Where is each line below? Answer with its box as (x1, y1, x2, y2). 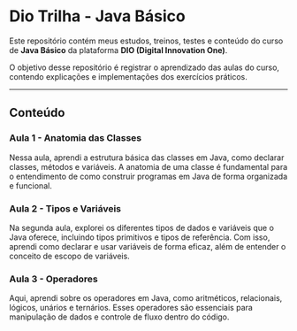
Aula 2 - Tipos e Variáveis (9, 202, 122, 214)
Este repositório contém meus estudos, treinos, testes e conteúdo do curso (9, 35, 284, 46)
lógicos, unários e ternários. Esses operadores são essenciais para (9, 303, 254, 313)
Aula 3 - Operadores (9, 273, 99, 285)
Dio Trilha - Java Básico (9, 6, 186, 27)
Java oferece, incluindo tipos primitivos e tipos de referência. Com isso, (9, 232, 270, 242)
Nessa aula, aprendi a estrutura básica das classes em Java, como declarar (9, 152, 285, 163)
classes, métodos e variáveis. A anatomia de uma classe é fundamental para (9, 161, 288, 172)
